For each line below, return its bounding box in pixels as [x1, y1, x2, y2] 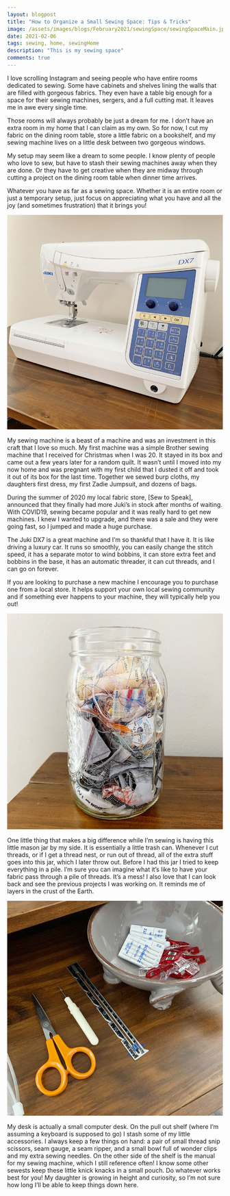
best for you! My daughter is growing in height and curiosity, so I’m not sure [7, 1173, 221, 1182]
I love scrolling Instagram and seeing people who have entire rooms [7, 74, 198, 82]
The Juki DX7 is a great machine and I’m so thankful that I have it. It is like [7, 536, 214, 544]
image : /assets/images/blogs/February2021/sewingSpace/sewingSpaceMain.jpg [7, 25, 228, 32]
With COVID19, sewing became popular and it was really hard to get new [7, 508, 212, 516]
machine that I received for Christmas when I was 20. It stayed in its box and [7, 451, 222, 459]
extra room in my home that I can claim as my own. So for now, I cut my [7, 123, 209, 132]
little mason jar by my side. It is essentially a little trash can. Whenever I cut [7, 843, 219, 852]
